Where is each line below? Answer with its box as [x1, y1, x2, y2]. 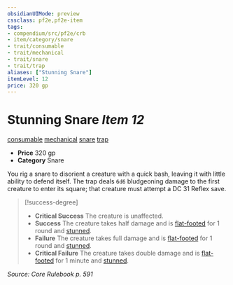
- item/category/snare [7, 36, 73, 43]
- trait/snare [7, 56, 49, 63]
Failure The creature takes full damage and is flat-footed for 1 [34, 234, 213, 242]
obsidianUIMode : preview [7, 10, 80, 18]
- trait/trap [7, 62, 45, 69]
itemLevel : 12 [7, 75, 49, 83]
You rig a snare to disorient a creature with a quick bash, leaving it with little [7, 169, 226, 179]
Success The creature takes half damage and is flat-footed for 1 [34, 219, 220, 228]
